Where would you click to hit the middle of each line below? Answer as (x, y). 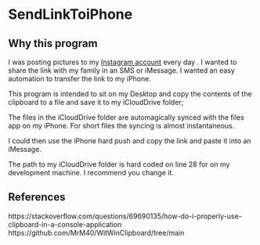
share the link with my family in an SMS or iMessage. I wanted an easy (121, 70)
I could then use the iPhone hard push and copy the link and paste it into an (130, 141)
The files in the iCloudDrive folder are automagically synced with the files (126, 117)
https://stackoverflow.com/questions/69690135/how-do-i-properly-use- (125, 216)
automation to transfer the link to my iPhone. (79, 79)
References (37, 197)
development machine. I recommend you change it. (91, 173)
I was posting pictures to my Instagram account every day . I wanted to (123, 62)
